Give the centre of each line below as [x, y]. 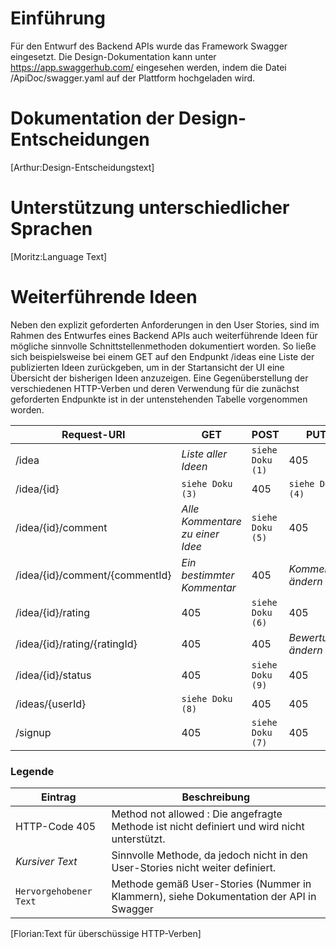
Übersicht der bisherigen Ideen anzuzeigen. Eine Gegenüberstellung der [159, 378]
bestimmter [208, 575]
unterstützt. [138, 839]
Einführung [58, 18]
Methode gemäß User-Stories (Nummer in [211, 884]
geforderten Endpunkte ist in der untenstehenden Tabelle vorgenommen [159, 399]
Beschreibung [216, 797]
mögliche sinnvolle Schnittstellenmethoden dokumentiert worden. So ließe [163, 346]
